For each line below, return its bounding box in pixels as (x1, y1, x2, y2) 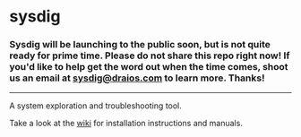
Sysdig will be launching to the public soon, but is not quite (9, 39, 271, 51)
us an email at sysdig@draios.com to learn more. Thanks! (9, 72, 265, 84)
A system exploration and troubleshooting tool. (9, 100, 182, 111)
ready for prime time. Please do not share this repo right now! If (9, 49, 290, 62)
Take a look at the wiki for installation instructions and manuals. (9, 118, 244, 129)
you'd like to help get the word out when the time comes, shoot (9, 61, 288, 73)
